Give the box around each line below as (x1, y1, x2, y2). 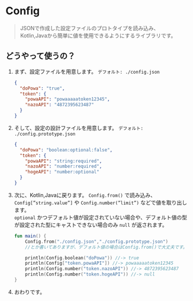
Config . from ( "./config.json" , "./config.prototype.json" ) (25, 239, 169, 245)
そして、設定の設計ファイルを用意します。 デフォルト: (14, 124, 143, 131)
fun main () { (14, 233, 47, 239)
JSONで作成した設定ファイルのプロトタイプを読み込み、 (20, 24, 159, 31)
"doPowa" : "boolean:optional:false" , (20, 147, 113, 153)
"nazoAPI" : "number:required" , (25, 163, 102, 170)
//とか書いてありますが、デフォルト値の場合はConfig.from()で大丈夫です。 (25, 244, 188, 250)
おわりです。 (14, 288, 46, 295)
